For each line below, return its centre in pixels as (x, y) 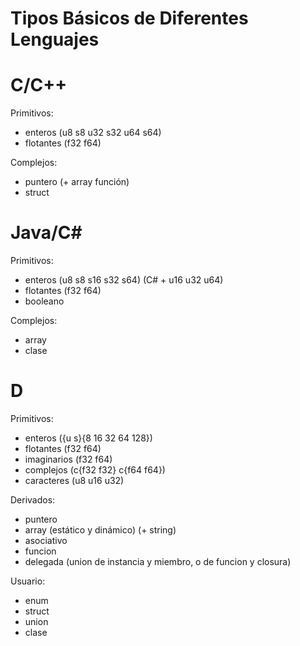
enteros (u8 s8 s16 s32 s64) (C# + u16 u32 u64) (124, 280)
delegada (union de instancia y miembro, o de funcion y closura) (158, 561)
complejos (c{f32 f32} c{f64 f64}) (95, 470)
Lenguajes (55, 39)
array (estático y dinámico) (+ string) (100, 530)
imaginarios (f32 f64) (68, 459)
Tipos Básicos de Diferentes (129, 18)
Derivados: (33, 500)
